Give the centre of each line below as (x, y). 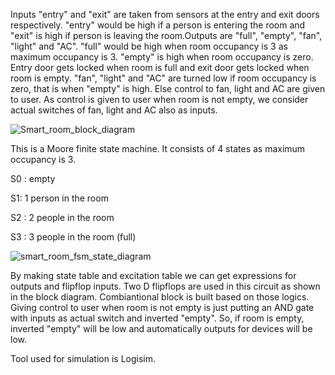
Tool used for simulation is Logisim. (83, 358)
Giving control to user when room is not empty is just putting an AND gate (162, 307)
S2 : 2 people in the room (62, 217)
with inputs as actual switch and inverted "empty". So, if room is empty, (157, 318)
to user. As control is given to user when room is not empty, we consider (159, 99)
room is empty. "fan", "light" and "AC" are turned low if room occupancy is (163, 78)
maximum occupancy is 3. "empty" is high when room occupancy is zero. (162, 57)
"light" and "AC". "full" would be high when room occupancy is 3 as (149, 46)
